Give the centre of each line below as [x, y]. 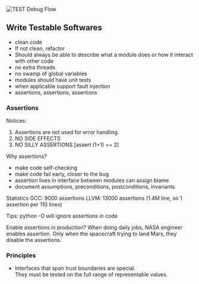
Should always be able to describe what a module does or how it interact [104, 55]
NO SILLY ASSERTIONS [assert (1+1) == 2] [67, 145]
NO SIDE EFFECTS [37, 139]
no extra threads [35, 67]
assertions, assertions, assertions [56, 92]
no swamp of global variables [51, 74]
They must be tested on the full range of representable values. [91, 275]
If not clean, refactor [40, 48]
